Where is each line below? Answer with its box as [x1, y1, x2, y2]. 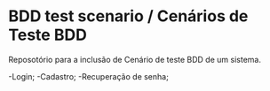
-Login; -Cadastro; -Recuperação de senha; [8, 71, 170, 81]
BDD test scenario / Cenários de [8, 6, 249, 27]
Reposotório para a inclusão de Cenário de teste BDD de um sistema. [8, 54, 261, 64]
